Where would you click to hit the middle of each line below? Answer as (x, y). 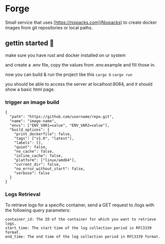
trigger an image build (32, 102)
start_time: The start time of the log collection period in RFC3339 (79, 228)
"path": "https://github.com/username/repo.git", (62, 117)
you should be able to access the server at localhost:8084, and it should (79, 84)
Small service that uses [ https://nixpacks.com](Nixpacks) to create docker (81, 22)
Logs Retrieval (23, 194)
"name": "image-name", (33, 121)
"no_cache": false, (34, 152)
